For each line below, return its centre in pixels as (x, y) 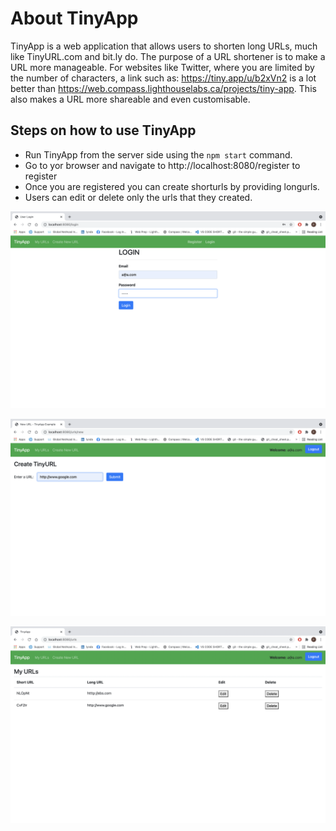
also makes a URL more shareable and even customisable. (130, 99)
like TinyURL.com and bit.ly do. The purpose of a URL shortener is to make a (168, 56)
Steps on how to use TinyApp (103, 130)
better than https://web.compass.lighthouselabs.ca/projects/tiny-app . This (163, 88)
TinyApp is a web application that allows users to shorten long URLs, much (164, 46)
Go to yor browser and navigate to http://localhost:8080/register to (162, 165)
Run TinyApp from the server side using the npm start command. (158, 154)
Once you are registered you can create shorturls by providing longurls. (172, 186)
